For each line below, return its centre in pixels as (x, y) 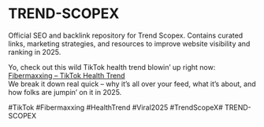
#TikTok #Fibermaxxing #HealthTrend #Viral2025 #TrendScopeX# (115, 107)
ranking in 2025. (35, 52)
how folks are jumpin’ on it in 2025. (65, 92)
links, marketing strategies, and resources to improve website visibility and (129, 43)
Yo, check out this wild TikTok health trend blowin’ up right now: (112, 67)
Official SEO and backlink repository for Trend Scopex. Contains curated (126, 35)
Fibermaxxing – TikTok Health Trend (67, 75)
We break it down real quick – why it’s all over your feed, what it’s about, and (132, 84)
